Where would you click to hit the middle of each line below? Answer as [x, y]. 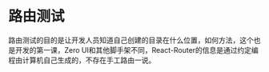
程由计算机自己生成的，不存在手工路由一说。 [82, 60]
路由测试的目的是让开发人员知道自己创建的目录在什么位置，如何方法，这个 [131, 40]
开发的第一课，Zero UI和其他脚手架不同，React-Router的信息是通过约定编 [137, 50]
